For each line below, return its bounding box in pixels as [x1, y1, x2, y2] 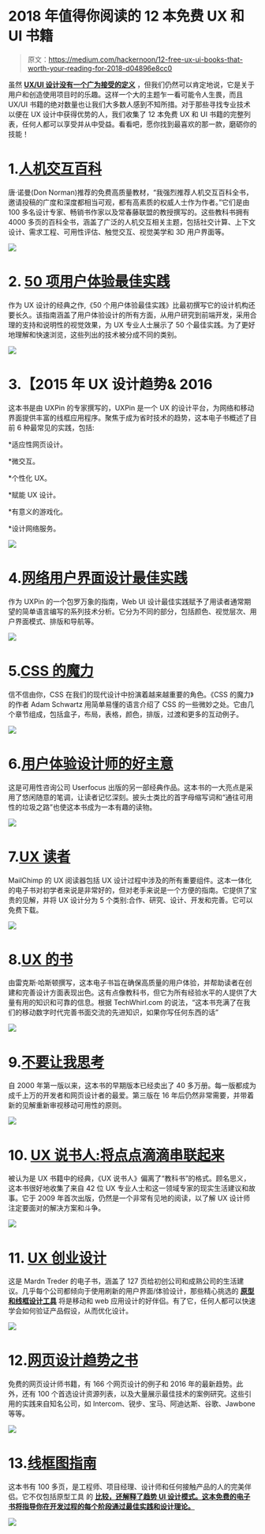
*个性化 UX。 [8, 473, 51, 482]
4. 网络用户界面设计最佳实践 [8, 569, 188, 587]
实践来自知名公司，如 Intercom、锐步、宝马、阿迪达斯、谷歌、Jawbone [21, 1399, 256, 1408]
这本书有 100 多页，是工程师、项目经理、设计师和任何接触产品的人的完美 [8, 1482, 245, 1491]
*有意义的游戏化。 [8, 507, 68, 516]
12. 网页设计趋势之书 [8, 1351, 139, 1370]
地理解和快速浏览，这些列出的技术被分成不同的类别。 [8, 330, 181, 339]
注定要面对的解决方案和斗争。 [8, 1203, 105, 1213]
